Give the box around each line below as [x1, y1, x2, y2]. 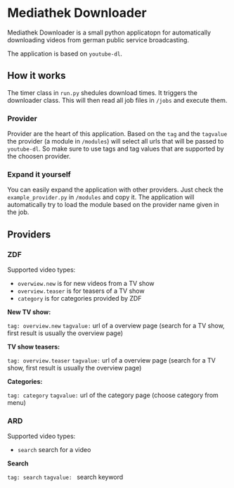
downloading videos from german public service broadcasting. [7, 35, 190, 44]
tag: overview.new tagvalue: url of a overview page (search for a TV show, [7, 322, 225, 330]
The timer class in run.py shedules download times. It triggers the [7, 88, 198, 96]
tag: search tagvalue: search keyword [7, 473, 124, 482]
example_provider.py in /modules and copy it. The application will [7, 193, 195, 201]
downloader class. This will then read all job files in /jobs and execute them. [7, 96, 228, 104]
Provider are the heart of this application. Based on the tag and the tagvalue [7, 130, 228, 138]
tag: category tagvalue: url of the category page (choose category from [7, 391, 219, 399]
